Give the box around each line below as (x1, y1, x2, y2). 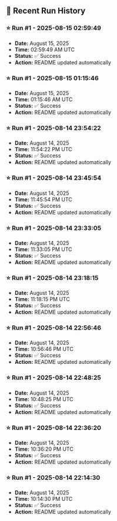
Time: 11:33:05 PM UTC (14, 246, 72, 253)
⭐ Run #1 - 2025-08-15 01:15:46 (6, 74, 99, 82)
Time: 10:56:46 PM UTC (14, 346, 73, 353)
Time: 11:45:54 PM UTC (14, 196, 72, 203)
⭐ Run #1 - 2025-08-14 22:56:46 (6, 324, 102, 332)
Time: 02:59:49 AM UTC (14, 45, 75, 53)
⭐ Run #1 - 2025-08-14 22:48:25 (6, 373, 101, 382)
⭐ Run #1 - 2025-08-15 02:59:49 (6, 24, 102, 32)
